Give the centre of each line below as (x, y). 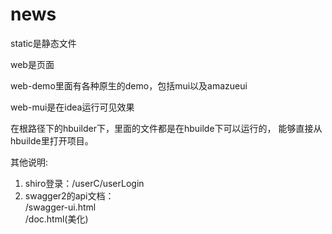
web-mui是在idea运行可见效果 (72, 107)
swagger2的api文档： (69, 195)
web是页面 (32, 64)
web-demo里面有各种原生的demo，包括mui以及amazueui (129, 85)
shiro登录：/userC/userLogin (84, 183)
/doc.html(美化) (56, 219)
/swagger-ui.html (60, 207)
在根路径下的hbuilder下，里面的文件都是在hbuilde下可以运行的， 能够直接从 (166, 128)
